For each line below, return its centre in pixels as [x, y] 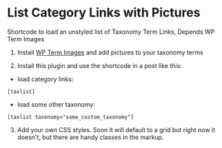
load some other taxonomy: [56, 104]
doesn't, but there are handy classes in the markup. [90, 137]
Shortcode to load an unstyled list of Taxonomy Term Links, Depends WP [111, 32]
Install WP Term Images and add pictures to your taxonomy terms [110, 52]
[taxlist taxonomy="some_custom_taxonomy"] [71, 117]
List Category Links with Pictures [104, 13]
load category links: [45, 79]
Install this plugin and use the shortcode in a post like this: [100, 65]
